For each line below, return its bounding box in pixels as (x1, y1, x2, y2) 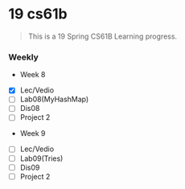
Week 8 (19, 70, 46, 80)
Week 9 (19, 129, 46, 138)
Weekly (8, 51, 39, 63)
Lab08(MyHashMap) (19, 94, 89, 105)
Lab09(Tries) (19, 154, 64, 163)
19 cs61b (8, 5, 68, 23)
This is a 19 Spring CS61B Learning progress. (27, 31, 178, 41)
